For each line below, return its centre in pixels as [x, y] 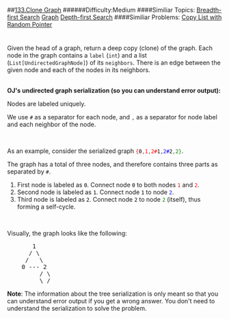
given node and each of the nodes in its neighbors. [79, 70]
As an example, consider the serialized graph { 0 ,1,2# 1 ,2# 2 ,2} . [95, 151]
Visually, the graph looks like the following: [67, 233]
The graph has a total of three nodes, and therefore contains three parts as [112, 164]
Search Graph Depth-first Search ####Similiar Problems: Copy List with [121, 17]
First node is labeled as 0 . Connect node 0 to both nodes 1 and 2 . [108, 185]
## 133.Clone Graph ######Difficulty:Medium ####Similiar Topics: [101, 10]
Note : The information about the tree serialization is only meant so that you [113, 294]
